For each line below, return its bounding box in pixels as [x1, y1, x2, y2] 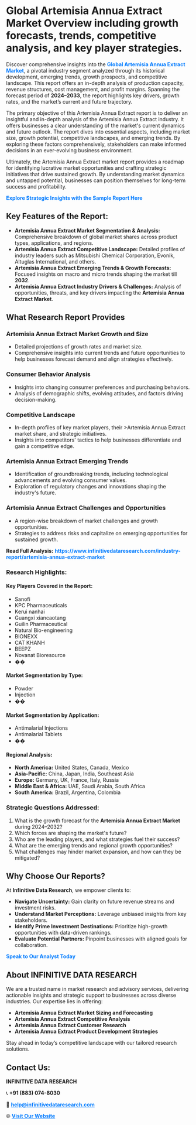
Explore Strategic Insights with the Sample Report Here [6, 194, 143, 201]
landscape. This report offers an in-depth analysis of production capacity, [6, 79, 184, 86]
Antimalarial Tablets [14, 731, 63, 738]
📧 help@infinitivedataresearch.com [6, 1101, 95, 1108]
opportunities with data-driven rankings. [14, 929, 112, 936]
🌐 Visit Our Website [6, 1113, 56, 1120]
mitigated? [14, 854, 40, 861]
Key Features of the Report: [6, 211, 109, 221]
